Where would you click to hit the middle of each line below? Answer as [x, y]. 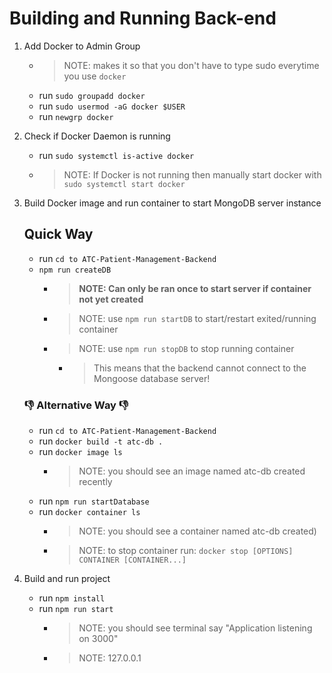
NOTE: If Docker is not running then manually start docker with [192, 174]
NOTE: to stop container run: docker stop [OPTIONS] [186, 551]
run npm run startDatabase [94, 501]
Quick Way [58, 234]
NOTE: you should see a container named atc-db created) [197, 531]
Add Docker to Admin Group [82, 46]
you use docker [95, 76]
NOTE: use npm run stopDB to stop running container [186, 348]
